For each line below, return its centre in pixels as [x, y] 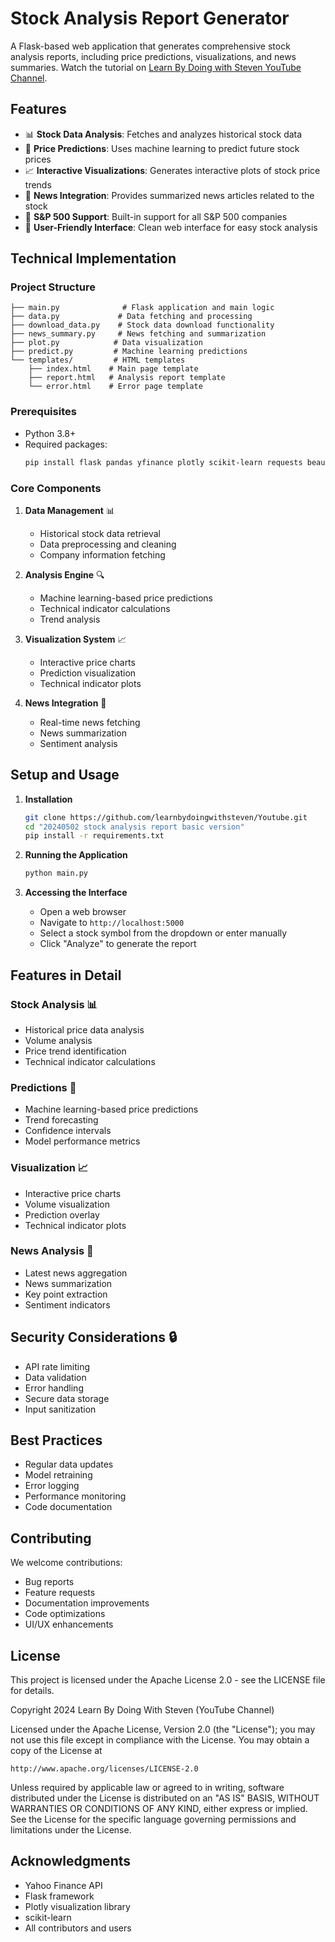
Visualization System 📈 [75, 639]
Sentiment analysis [78, 743]
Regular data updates [69, 1464]
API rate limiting [57, 1366]
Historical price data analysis [84, 1029]
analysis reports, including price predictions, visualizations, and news [153, 56]
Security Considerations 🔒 [94, 1337]
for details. [32, 1691]
